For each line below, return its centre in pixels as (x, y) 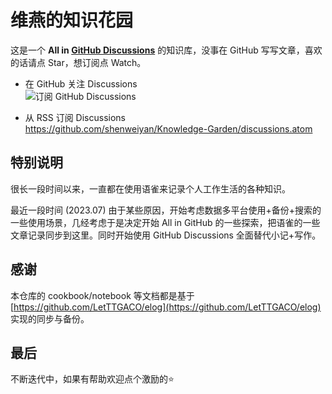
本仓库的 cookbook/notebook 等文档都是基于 (102, 295)
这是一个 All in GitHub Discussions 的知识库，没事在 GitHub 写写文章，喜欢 (166, 50)
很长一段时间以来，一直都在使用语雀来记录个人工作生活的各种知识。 (150, 188)
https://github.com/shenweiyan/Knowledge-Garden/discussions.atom (168, 128)
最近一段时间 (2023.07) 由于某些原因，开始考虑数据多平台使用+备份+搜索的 (166, 210)
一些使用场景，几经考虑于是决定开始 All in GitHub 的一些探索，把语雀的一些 (165, 222)
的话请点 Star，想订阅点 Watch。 (78, 62)
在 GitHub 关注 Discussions (81, 83)
